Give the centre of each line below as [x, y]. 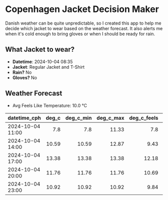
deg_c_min [78, 118]
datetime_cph [24, 118]
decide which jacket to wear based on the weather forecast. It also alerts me [84, 28]
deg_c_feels [144, 118]
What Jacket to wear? [40, 49]
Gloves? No [25, 77]
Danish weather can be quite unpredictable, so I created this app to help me [83, 23]
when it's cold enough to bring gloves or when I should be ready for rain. [80, 34]
